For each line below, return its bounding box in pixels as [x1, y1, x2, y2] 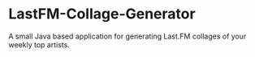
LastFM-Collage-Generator [8, 5, 197, 23]
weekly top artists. [8, 39, 71, 49]
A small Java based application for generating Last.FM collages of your [8, 31, 247, 41]
